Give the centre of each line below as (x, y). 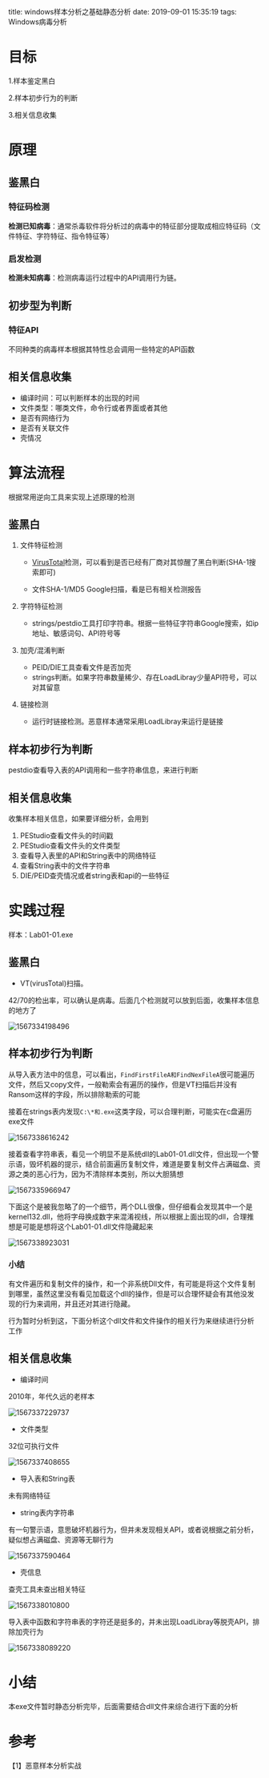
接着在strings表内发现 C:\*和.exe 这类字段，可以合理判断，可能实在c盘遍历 (130, 1111)
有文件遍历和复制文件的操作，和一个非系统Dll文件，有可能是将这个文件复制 (132, 1284)
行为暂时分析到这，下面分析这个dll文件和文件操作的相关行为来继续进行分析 (131, 1320)
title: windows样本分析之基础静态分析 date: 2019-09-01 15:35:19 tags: (123, 12)
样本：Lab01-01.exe (41, 934)
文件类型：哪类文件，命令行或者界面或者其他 (94, 408)
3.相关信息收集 (33, 115)
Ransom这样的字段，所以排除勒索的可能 (74, 1094)
